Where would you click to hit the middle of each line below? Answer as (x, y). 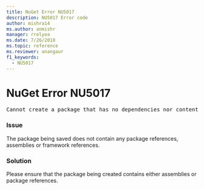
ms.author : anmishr (31, 29)
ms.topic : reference (32, 46)
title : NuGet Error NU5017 (40, 12)
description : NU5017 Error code (47, 18)
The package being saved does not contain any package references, (92, 138)
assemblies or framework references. (53, 145)
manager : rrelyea (28, 35)
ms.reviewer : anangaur (35, 52)
